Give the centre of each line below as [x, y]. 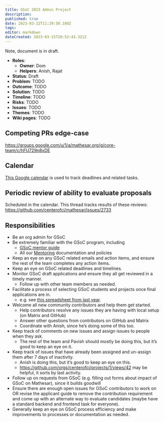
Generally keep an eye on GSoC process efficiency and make [74, 409]
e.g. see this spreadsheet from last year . [60, 300]
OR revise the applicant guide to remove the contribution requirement [82, 394]
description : [18, 14]
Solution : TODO [28, 92]
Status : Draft [25, 76]
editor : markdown [23, 32]
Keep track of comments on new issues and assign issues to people [81, 331]
